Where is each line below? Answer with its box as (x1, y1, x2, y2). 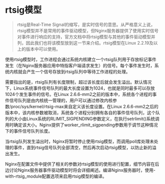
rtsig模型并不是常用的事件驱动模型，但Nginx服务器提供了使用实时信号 (17, 27, 159, 33)
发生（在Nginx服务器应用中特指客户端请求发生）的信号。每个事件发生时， (5, 62, 155, 69)
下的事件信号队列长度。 (5, 128, 53, 134)
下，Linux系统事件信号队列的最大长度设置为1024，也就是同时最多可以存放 (5, 85, 155, 91)
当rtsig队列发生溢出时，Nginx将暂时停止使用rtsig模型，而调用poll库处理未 (5, 138, 154, 144)
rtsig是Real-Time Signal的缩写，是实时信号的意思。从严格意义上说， (17, 22, 156, 27)
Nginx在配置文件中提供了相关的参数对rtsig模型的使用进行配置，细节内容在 (5, 161, 155, 167)
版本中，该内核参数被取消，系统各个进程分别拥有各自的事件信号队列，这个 (5, 110, 156, 115)
